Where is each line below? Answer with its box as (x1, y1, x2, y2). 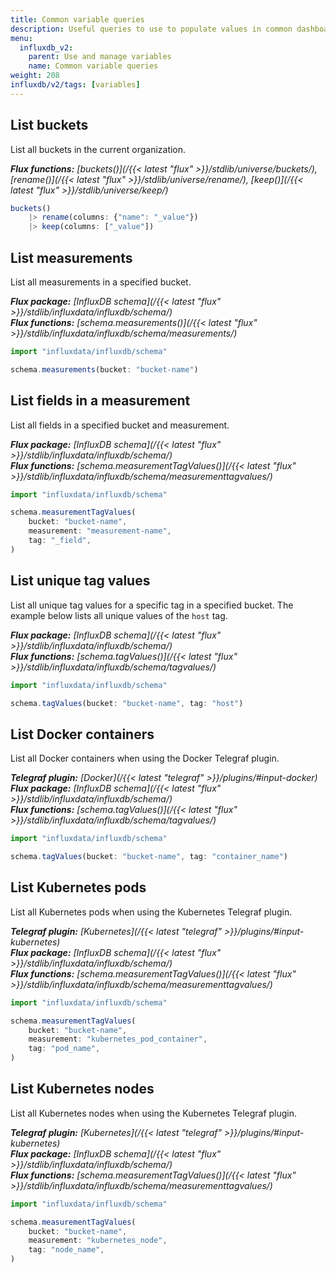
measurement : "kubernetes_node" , (28, 1236, 168, 1246)
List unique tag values (10, 572, 151, 590)
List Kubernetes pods (10, 879, 147, 896)
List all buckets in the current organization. (10, 143, 187, 155)
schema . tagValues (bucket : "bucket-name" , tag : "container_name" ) (10, 852, 288, 862)
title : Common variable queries (10, 14, 145, 25)
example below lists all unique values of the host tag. (10, 609, 228, 621)
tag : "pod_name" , (28, 1044, 101, 1054)
